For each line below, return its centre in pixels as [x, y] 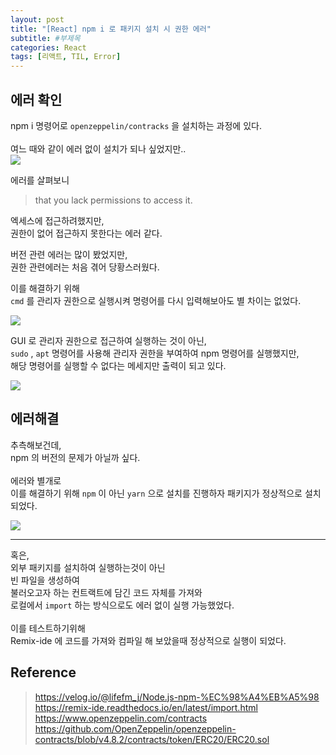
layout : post [37, 19]
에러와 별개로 [36, 480]
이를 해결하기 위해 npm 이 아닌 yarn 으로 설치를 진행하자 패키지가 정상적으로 [156, 493]
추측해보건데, [36, 445]
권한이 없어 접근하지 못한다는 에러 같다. [86, 233]
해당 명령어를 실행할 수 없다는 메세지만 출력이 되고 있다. [118, 365]
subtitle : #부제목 [45, 38]
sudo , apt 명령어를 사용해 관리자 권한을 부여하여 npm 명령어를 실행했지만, [155, 353]
